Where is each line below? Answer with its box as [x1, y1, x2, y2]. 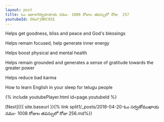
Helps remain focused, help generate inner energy [5, 40, 110, 46]
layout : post [5, 7, 33, 13]
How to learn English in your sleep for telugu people [5, 84, 113, 90]
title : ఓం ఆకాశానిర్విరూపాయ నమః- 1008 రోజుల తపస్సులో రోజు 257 [5, 12, 130, 17]
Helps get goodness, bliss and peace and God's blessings [5, 31, 126, 37]
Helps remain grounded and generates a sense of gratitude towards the [5, 60, 154, 66]
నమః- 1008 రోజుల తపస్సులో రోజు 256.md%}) [5, 110, 93, 116]
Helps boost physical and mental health [5, 50, 87, 56]
